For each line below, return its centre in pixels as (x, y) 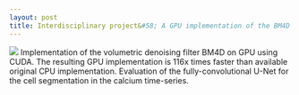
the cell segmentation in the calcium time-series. (99, 80)
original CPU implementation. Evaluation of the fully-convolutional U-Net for (149, 71)
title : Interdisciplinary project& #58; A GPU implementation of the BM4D (150, 26)
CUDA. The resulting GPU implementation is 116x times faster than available (149, 61)
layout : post (34, 17)
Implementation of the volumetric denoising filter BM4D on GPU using (149, 52)
